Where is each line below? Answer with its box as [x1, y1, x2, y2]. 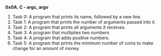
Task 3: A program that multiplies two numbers [12, 30, 109, 35]
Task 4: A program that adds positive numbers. [12, 35, 110, 41]
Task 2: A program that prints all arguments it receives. [12, 24, 126, 30]
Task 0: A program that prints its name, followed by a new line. [12, 14, 142, 19]
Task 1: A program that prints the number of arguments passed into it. [12, 19, 156, 25]
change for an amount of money [12, 46, 79, 51]
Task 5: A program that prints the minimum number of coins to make [12, 40, 154, 46]
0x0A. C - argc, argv [5, 4, 49, 10]
